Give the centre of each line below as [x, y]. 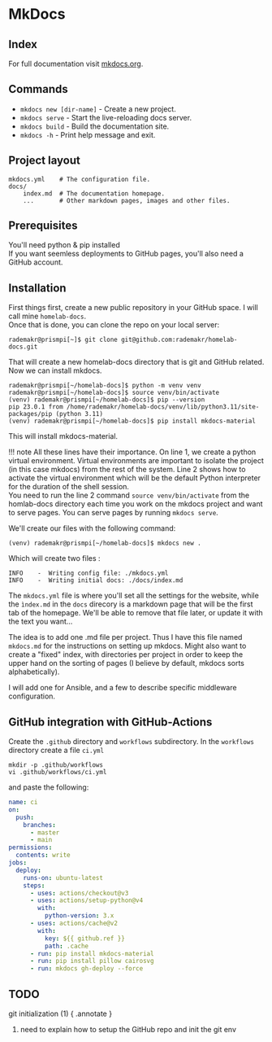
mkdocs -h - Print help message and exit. [88, 134]
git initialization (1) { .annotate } [60, 1014]
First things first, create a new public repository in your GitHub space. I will [133, 308]
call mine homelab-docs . [47, 316]
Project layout [45, 161]
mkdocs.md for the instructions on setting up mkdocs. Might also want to [127, 646]
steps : [34, 885]
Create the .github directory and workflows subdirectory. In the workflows [131, 742]
